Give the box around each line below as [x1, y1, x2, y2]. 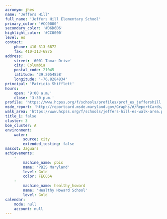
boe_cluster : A [5, 123, 37, 128]
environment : [5, 127, 32, 132]
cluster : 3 [5, 118, 28, 123]
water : [14, 132, 28, 137]
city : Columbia [14, 63, 46, 68]
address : [5, 53, 23, 59]
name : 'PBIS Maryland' [23, 165, 70, 170]
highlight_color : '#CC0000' [5, 30, 64, 35]
